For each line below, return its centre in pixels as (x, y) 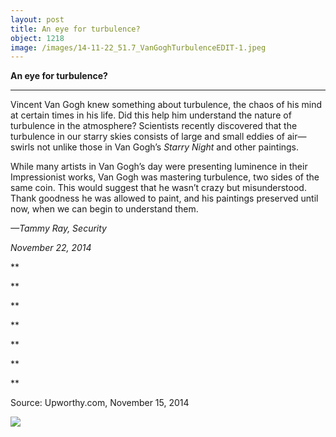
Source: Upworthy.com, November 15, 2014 (100, 403)
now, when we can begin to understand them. (104, 209)
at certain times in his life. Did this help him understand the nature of (151, 115)
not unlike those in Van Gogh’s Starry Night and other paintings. (168, 147)
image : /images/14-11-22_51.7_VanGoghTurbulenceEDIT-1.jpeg (138, 47)
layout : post (37, 19)
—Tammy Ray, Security (58, 228)
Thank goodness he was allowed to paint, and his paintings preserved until (164, 198)
